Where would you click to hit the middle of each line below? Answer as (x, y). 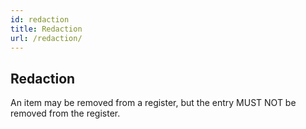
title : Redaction (46, 29)
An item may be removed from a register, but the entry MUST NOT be (153, 103)
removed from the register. (65, 113)
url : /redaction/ (46, 38)
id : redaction (40, 19)
